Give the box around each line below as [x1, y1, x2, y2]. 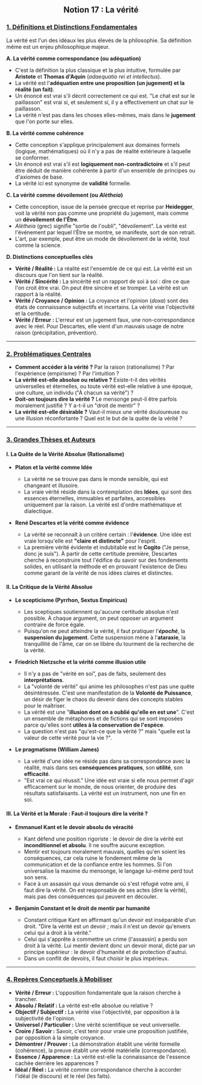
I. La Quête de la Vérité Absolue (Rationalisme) [6, 450, 124, 457]
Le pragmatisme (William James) [14, 746, 99, 753]
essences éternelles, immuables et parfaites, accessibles [23, 495, 166, 502]
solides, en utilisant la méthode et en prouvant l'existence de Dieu [23, 563, 188, 570]
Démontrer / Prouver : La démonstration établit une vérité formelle [14, 1040, 180, 1048]
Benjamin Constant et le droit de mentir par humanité [14, 905, 150, 912]
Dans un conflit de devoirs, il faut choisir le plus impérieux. [23, 955, 170, 962]
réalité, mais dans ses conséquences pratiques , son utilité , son [23, 764, 183, 771]
